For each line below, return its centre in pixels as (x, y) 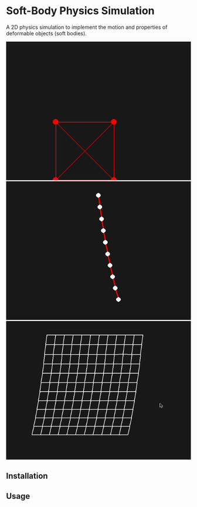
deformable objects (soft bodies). (46, 33)
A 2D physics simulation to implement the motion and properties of (87, 27)
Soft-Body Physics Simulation (80, 11)
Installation (27, 476)
